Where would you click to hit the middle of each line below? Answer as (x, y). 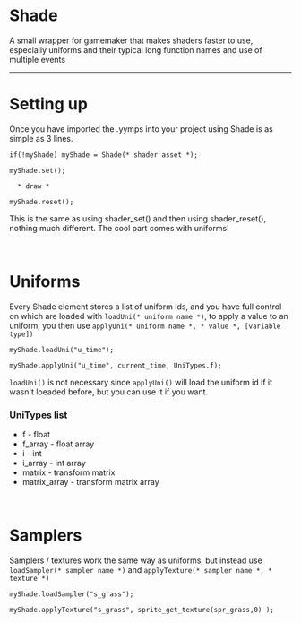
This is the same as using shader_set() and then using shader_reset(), (138, 218)
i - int (32, 454)
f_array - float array (58, 444)
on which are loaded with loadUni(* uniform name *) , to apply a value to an (149, 316)
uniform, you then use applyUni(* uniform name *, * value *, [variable (145, 325)
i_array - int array (54, 463)
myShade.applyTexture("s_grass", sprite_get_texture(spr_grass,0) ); (142, 610)
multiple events (37, 59)
